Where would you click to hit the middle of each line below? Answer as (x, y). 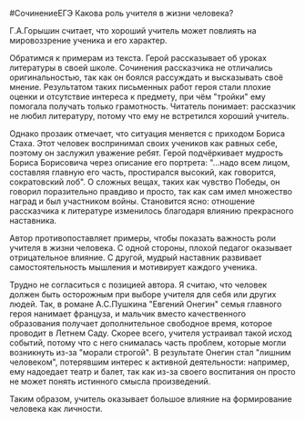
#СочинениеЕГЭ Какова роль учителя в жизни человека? (122, 13)
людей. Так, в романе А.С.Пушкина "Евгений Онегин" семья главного (146, 304)
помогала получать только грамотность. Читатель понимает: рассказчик (152, 106)
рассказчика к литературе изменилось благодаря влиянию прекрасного (152, 211)
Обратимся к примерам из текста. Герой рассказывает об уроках (138, 58)
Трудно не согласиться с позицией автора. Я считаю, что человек (138, 285)
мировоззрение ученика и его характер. (88, 40)
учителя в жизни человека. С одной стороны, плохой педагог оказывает (151, 248)
